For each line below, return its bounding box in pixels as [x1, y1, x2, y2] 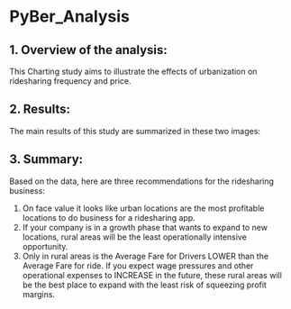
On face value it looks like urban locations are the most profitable [22, 203, 265, 214]
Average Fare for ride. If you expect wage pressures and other [22, 259, 254, 271]
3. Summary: [9, 151, 84, 168]
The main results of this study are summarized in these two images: [9, 125, 261, 136]
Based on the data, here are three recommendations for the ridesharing [9, 176, 275, 186]
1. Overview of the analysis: [9, 42, 168, 58]
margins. [22, 288, 56, 299]
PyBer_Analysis [9, 6, 131, 27]
